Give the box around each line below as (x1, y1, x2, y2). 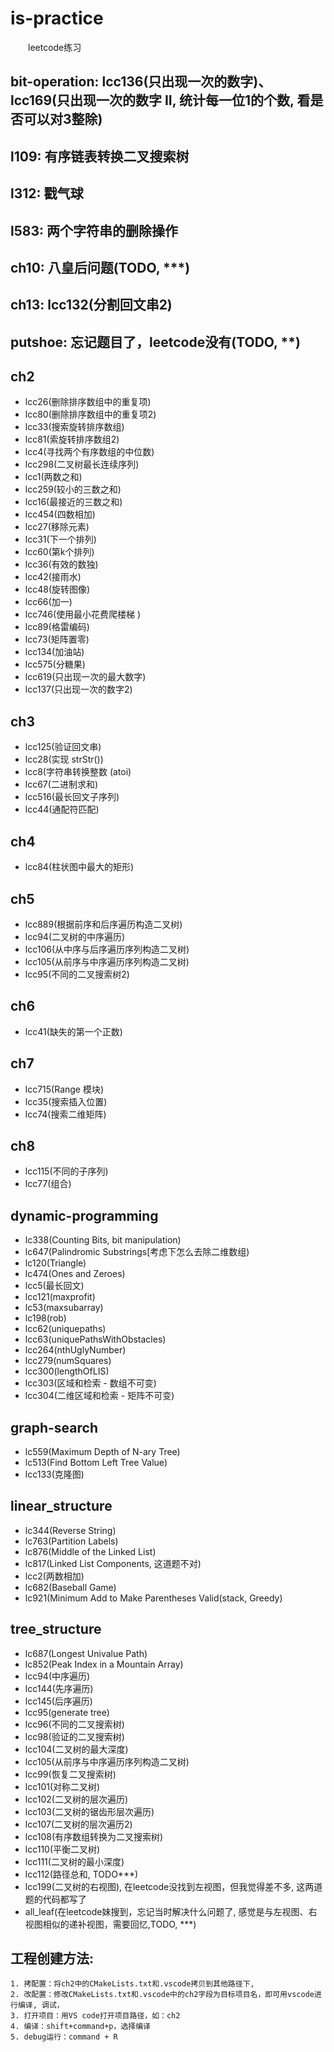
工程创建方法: (10, 1950, 95, 1967)
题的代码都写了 (24, 1893, 87, 1905)
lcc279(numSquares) (24, 1355, 112, 1367)
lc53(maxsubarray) (24, 1302, 104, 1314)
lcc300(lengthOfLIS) (24, 1365, 110, 1377)
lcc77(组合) (24, 1178, 72, 1190)
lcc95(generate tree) (24, 1706, 110, 1718)
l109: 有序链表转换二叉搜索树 (10, 148, 190, 165)
